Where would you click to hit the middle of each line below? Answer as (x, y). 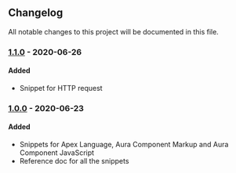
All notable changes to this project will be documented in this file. (114, 31)
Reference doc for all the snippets (74, 161)
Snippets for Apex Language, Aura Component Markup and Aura (124, 145)
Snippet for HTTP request (61, 88)
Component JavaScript (57, 153)
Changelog (36, 13)
